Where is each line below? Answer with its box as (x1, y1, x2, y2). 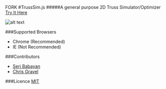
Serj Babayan (12, 63, 41, 69)
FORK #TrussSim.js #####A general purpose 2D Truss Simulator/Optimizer (5, 4, 161, 10)
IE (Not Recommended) (12, 44, 61, 49)
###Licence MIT (5, 78, 39, 84)
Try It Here (5, 9, 28, 15)
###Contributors (5, 53, 40, 59)
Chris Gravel (12, 68, 39, 74)
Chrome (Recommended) (12, 38, 65, 44)
